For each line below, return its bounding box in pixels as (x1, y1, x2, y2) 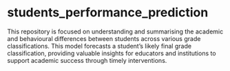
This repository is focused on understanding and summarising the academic (7, 27, 224, 35)
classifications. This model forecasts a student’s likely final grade (7, 42, 191, 50)
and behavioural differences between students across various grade (7, 34, 201, 42)
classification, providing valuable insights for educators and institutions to (7, 49, 216, 57)
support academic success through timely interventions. (7, 56, 167, 64)
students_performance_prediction (7, 5, 209, 20)
